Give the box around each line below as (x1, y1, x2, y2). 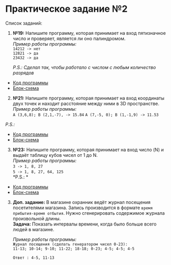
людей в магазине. (12, 226, 55, 232)
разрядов (12, 70, 34, 76)
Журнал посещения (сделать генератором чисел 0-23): (12, 241, 128, 247)
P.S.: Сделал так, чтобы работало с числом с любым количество (12, 64, 156, 70)
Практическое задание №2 (5, 3, 128, 15)
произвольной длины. (12, 215, 61, 221)
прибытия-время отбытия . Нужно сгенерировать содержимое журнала (12, 210, 165, 216)
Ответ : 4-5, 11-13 (12, 255, 55, 260)
